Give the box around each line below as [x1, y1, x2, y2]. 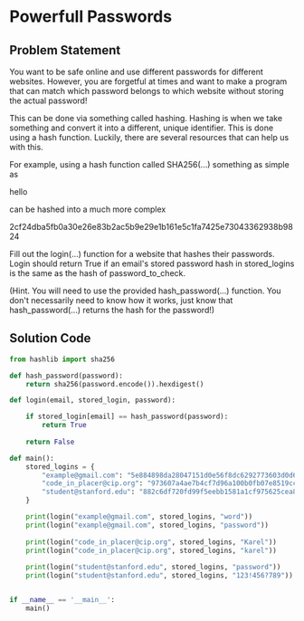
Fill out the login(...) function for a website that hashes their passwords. [9, 249, 275, 259]
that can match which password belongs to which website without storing [9, 86, 284, 96]
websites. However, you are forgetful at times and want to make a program [9, 76, 288, 87]
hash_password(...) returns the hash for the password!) [9, 305, 215, 315]
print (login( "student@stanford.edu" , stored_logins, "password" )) [25, 563, 281, 572]
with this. [9, 142, 43, 152]
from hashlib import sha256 [9, 355, 116, 364]
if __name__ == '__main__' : [9, 596, 116, 605]
